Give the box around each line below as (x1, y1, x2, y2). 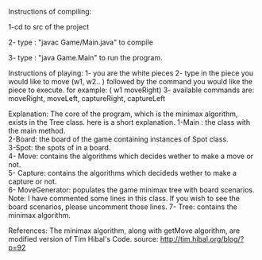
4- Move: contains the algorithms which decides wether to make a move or (8, 151, 254, 161)
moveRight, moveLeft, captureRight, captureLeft (8, 94, 165, 103)
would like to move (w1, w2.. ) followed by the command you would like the (8, 77, 252, 86)
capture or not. (8, 177, 57, 186)
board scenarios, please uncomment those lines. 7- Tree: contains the (8, 202, 238, 211)
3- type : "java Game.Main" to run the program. (8, 53, 163, 62)
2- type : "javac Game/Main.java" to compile (8, 37, 153, 47)
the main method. (8, 126, 66, 135)
